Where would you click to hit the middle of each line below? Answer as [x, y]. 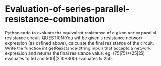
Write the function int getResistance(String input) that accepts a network [78, 48]
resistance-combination [55, 19]
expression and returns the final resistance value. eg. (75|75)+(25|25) [75, 53]
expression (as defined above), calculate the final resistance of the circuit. [80, 43]
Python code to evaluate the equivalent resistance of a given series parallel [80, 33]
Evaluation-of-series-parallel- [68, 9]
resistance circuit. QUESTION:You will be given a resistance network [74, 38]
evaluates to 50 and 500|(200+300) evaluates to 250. [59, 58]
